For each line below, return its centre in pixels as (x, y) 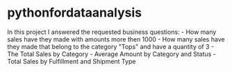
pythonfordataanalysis (75, 13)
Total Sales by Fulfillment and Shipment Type (72, 61)
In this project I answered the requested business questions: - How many (112, 32)
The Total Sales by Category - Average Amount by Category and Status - (112, 54)
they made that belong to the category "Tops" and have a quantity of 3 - (111, 46)
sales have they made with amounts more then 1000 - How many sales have (116, 39)
